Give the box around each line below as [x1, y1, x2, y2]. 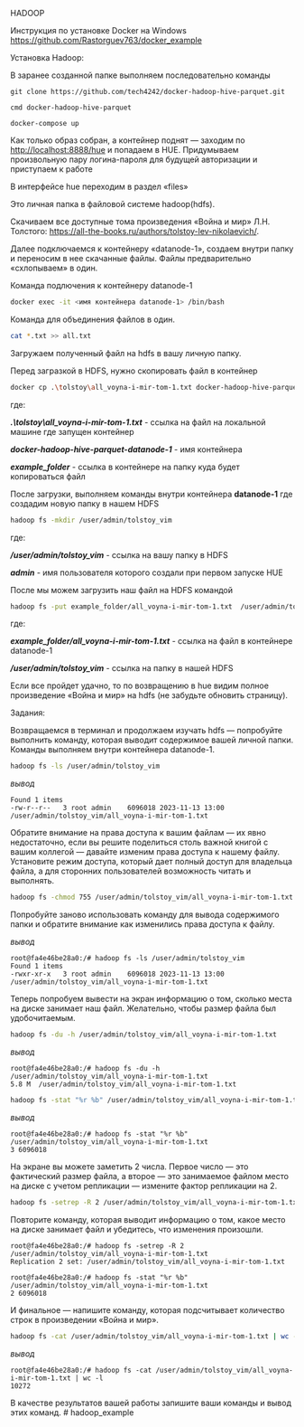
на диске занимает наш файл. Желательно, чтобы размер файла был [10, 1003, 277, 1014]
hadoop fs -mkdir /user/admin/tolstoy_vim [10, 515, 172, 524]
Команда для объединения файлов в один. [10, 314, 175, 325]
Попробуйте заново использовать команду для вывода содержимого [10, 909, 281, 921]
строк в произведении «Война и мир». [10, 1314, 159, 1325]
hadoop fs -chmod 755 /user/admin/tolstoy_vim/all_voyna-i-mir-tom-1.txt [10, 893, 294, 903]
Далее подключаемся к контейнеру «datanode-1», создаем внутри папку [10, 243, 294, 254]
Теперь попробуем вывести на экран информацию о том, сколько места [10, 994, 292, 1005]
